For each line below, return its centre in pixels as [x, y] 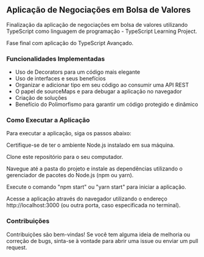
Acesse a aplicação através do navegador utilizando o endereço [87, 199]
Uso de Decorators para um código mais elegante [78, 72]
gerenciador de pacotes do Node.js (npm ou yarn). [70, 175]
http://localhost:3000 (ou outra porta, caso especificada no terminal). [93, 205]
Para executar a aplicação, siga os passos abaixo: [69, 133]
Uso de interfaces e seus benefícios [60, 79]
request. [17, 247]
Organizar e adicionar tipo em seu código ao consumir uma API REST [102, 85]
